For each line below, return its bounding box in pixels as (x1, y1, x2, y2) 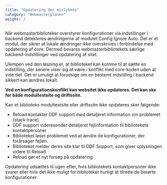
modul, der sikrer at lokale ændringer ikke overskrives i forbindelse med (5, 41, 153, 47)
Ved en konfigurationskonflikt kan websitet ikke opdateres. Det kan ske (5, 87, 156, 93)
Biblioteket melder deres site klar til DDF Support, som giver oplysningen (12, 143, 162, 149)
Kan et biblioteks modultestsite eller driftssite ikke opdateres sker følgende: (5, 102, 160, 108)
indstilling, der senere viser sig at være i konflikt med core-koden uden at (5, 66, 156, 72)
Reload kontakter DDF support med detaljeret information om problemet (12, 111, 161, 117)
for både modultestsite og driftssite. (5, 92, 82, 98)
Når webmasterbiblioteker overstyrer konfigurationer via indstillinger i (5, 30, 148, 36)
